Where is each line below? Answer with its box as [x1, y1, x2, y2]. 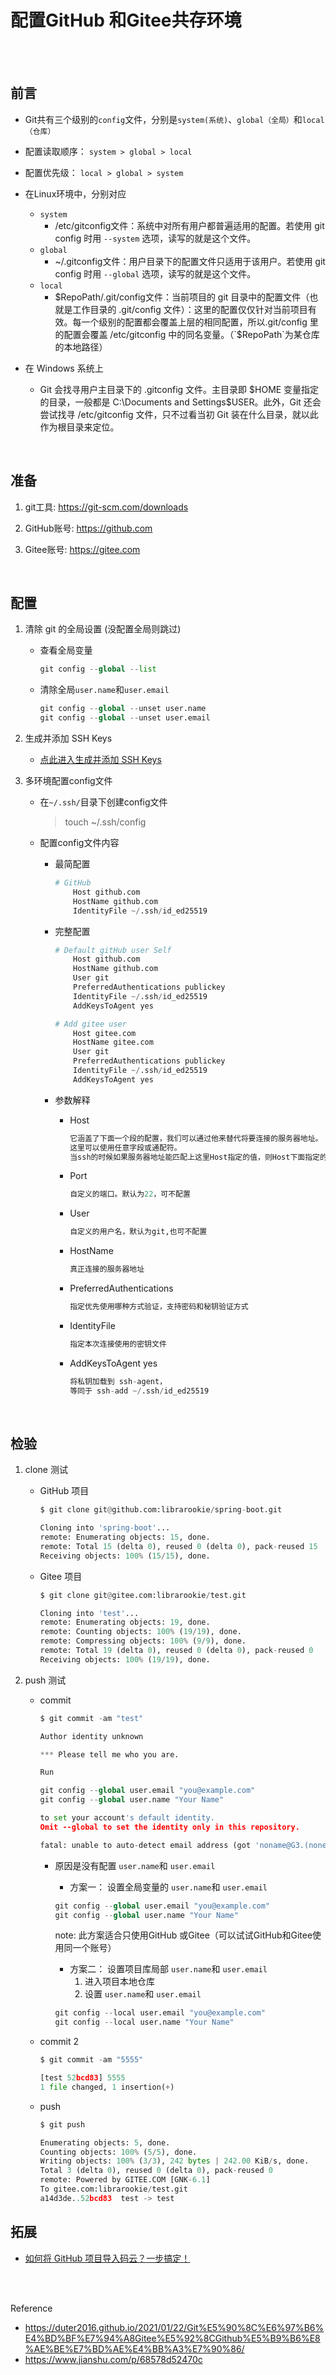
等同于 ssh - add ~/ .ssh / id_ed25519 [69, 1386, 210, 1396]
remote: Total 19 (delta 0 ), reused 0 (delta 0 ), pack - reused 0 [39, 1646, 314, 1656]
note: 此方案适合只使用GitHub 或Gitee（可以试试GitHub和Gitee [54, 1929, 313, 1941]
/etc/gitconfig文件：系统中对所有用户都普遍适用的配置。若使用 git [54, 219, 325, 231]
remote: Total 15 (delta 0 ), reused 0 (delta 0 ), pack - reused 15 [39, 1541, 318, 1551]
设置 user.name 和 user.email [84, 1988, 202, 2000]
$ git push [39, 2119, 86, 2130]
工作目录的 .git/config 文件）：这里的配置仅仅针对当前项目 [72, 303, 308, 315]
